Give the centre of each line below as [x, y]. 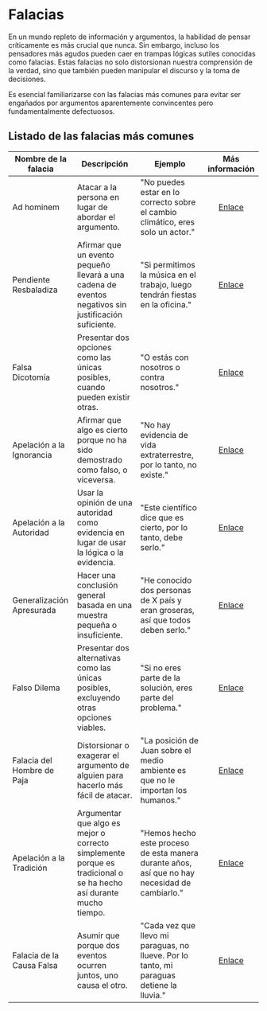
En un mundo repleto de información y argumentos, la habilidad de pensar [130, 37]
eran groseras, [167, 610]
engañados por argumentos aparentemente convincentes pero [111, 103]
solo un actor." [168, 232]
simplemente [101, 853]
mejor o [91, 833]
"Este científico [168, 507]
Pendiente [31, 279]
